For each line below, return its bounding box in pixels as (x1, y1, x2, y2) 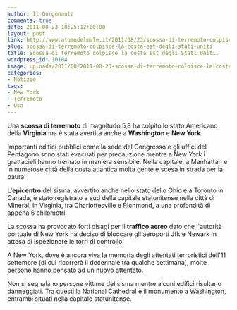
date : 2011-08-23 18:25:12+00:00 (7, 23, 106, 30)
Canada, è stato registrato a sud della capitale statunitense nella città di (7, 193, 215, 201)
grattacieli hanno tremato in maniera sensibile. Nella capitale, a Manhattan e (7, 157, 228, 166)
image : (7, 63, 27, 70)
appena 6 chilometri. (7, 209, 68, 217)
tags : (7, 82, 23, 89)
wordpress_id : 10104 (7, 56, 68, 63)
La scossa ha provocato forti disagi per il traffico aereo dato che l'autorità (7, 222, 222, 230)
